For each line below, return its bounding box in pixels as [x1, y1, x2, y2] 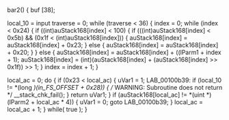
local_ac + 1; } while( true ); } [7, 106, 87, 113]
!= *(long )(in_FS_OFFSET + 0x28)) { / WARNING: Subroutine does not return [7, 84, 223, 91]
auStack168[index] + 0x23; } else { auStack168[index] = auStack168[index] [7, 41, 219, 49]
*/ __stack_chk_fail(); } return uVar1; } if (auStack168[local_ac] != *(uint [7, 91, 205, 99]
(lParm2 [7, 98, 29, 106]
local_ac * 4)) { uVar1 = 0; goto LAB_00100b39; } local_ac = [36, 98, 204, 106]
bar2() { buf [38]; [7, 6, 56, 14]
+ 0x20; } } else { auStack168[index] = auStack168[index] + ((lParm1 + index [7, 48, 221, 56]
